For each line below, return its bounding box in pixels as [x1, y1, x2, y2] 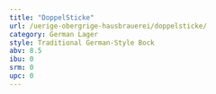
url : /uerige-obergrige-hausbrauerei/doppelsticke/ [9, 21, 207, 30]
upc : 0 [9, 72, 34, 81]
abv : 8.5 [9, 47, 42, 56]
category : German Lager [9, 30, 99, 38]
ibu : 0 [9, 55, 34, 64]
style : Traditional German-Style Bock [9, 38, 155, 47]
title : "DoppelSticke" [9, 13, 94, 22]
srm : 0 [9, 64, 34, 73]
